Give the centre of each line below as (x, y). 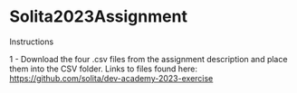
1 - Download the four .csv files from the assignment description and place (148, 59)
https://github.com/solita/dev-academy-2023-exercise (111, 78)
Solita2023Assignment (99, 17)
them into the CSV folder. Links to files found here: (103, 69)
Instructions (32, 42)
